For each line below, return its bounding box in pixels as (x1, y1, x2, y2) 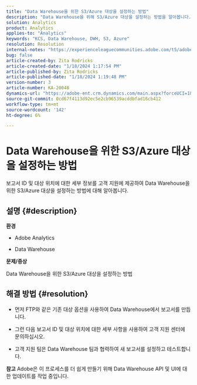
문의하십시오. (14, 333, 45, 340)
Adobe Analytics (14, 234, 55, 241)
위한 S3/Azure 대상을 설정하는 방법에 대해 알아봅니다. (6, 187, 129, 194)
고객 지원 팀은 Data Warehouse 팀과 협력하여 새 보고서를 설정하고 (14, 345, 166, 352)
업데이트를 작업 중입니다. (12, 372, 69, 379)
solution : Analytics (6, 19, 57, 25)
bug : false (6, 52, 33, 58)
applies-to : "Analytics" (6, 31, 67, 36)
